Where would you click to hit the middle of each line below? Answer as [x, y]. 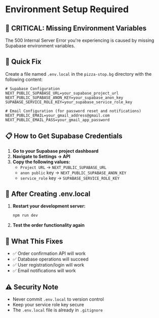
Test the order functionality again [49, 225]
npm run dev [25, 215]
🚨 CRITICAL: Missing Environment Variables [76, 28]
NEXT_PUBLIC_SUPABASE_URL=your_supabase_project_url [62, 93]
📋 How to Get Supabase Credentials [64, 136]
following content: [24, 79]
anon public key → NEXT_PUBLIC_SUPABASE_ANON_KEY [73, 172]
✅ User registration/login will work [48, 265]
